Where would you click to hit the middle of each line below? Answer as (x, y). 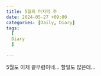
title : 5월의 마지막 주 (32, 11)
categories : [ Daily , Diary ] (41, 22)
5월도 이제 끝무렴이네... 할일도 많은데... (51, 67)
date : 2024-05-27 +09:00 (37, 17)
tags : (13, 28)
